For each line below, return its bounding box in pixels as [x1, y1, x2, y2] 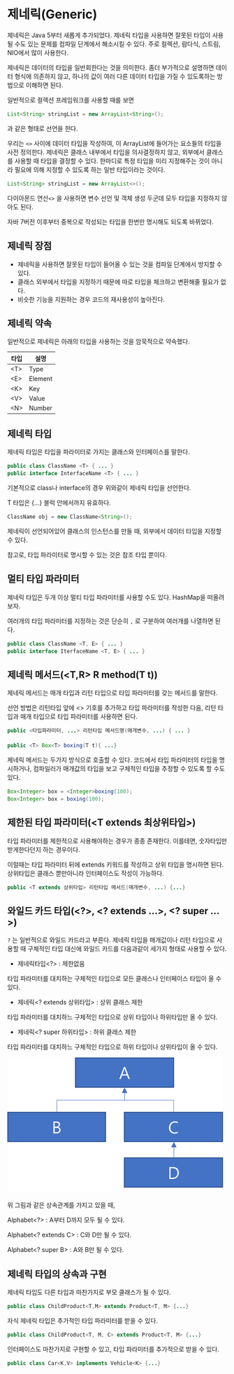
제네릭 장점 [7, 240, 52, 252]
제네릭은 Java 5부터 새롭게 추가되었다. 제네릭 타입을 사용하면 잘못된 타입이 [7, 31, 211, 39]
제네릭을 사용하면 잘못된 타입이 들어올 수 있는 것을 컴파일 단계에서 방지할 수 [17, 260, 223, 268]
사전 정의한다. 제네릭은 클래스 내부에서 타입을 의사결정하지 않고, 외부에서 [7, 148, 205, 156]
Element [29, 374, 52, 383]
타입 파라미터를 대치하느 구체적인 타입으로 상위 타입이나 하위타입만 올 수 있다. [7, 1013, 218, 1021]
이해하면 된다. [25, 81, 64, 89]
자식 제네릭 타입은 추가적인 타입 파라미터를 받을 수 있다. [7, 1316, 159, 1325]
